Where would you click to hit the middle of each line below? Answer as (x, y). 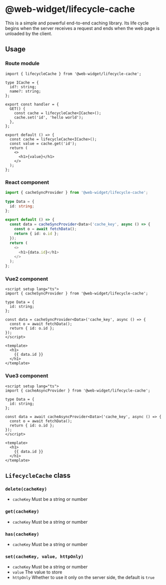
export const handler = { (32, 104)
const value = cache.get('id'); (43, 144)
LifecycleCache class (38, 476)
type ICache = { (22, 82)
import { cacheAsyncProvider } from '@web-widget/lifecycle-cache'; (78, 390)
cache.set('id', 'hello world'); (49, 117)
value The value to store (37, 572)
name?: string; (25, 91)
